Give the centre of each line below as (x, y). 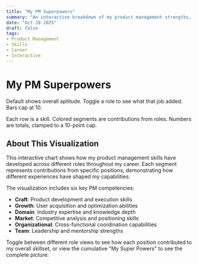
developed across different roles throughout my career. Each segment (92, 164)
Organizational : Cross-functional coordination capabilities (86, 224)
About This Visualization (53, 143)
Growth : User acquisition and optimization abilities (76, 206)
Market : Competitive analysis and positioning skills (77, 219)
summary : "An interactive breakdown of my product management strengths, (99, 17)
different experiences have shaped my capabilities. (68, 177)
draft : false (22, 28)
